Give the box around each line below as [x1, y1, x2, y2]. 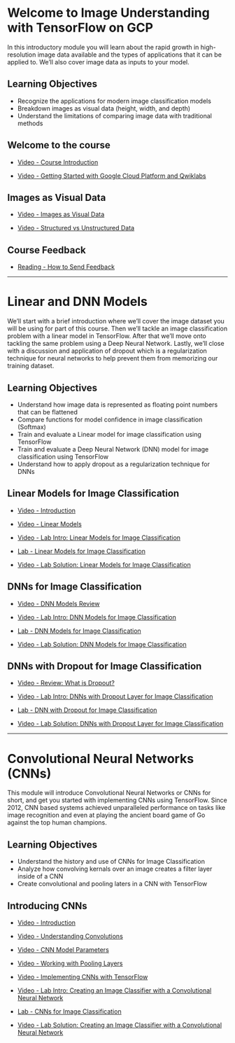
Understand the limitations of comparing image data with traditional [17, 111, 212, 120]
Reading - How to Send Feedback [17, 262, 115, 271]
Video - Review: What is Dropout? [17, 679, 115, 687]
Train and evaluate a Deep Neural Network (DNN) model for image [17, 444, 209, 453]
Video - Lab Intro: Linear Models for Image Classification [17, 533, 180, 542]
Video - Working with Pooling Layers [17, 959, 123, 967]
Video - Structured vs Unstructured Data [17, 224, 135, 232]
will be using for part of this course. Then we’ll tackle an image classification [7, 324, 228, 333]
